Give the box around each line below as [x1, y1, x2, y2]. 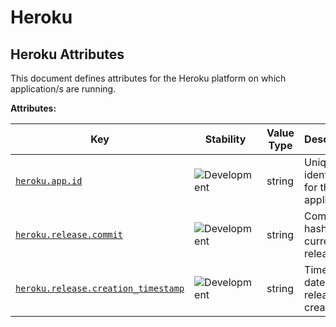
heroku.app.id [15, 176, 83, 186]
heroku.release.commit [15, 229, 123, 240]
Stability [204, 132, 247, 146]
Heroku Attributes [10, 46, 125, 63]
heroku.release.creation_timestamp [15, 283, 185, 294]
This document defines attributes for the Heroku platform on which [10, 72, 287, 84]
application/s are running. [10, 83, 117, 95]
